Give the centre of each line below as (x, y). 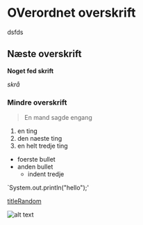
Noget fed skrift (31, 70)
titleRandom (24, 201)
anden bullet (35, 167)
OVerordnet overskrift (71, 13)
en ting (27, 131)
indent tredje (46, 174)
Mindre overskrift (37, 102)
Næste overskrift (44, 54)
